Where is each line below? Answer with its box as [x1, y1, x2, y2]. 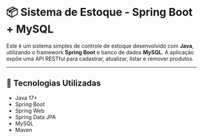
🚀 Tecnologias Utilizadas [6, 78, 101, 89]
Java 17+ [14, 94, 37, 101]
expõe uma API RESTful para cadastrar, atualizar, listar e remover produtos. [6, 55, 194, 62]
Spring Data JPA [14, 113, 56, 121]
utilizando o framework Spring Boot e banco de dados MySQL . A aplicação [6, 48, 195, 55]
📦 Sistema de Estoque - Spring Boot [6, 5, 193, 19]
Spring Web [14, 107, 45, 114]
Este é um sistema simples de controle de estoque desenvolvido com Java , [6, 42, 195, 49]
